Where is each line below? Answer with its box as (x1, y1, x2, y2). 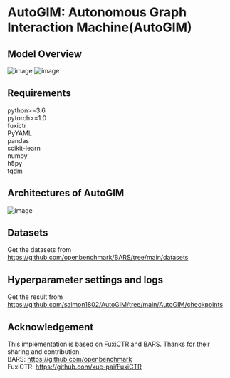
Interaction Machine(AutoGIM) (7, 19, 192, 36)
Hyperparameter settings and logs (7, 273, 164, 285)
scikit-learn (7, 144, 41, 152)
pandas (7, 136, 30, 145)
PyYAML (7, 129, 33, 137)
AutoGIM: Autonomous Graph (7, 4, 187, 21)
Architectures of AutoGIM (7, 187, 125, 199)
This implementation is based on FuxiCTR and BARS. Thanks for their (7, 340, 210, 349)
